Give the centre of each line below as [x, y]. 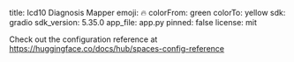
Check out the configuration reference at [83, 39]
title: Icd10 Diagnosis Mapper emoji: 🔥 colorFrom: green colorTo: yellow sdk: [147, 13]
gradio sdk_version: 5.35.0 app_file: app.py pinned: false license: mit [133, 22]
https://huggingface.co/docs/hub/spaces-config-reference [117, 48]
